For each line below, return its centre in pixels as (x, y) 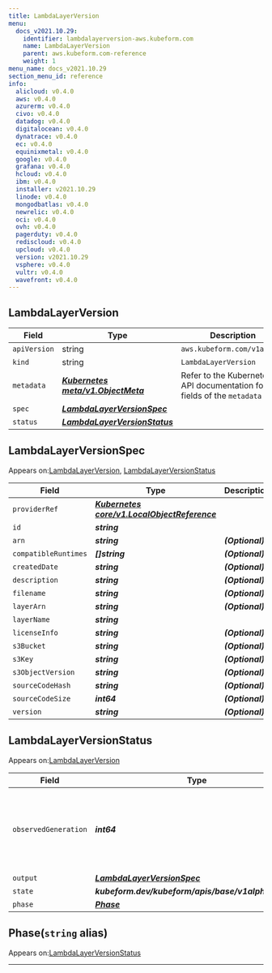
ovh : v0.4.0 (36, 227)
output (25, 878)
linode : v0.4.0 (41, 197)
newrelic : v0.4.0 (45, 212)
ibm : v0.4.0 (36, 182)
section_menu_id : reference (56, 76)
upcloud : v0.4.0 (43, 250)
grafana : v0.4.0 (43, 167)
